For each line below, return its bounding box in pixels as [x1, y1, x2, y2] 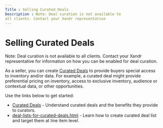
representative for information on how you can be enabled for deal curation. [5, 58, 158, 64]
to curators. [12, 108, 36, 113]
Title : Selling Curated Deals [5, 7, 69, 12]
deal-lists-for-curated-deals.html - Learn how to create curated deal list [12, 112, 157, 118]
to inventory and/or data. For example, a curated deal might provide [5, 73, 141, 79]
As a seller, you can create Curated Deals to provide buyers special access [5, 68, 156, 73]
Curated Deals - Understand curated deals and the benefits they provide [12, 102, 158, 108]
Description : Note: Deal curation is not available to [5, 12, 121, 17]
